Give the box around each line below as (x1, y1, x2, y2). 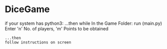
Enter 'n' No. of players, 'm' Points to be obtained (5, 25, 109, 31)
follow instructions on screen (5, 39, 71, 45)
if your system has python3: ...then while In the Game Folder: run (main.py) (5, 20, 162, 26)
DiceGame (5, 4, 50, 15)
